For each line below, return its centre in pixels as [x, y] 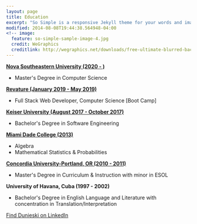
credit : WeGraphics [35, 45]
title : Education [27, 17]
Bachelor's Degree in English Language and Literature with [86, 198]
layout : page [22, 11]
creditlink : [26, 50]
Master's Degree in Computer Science [61, 77]
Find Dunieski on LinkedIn [37, 215]
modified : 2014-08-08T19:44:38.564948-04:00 [61, 28]
